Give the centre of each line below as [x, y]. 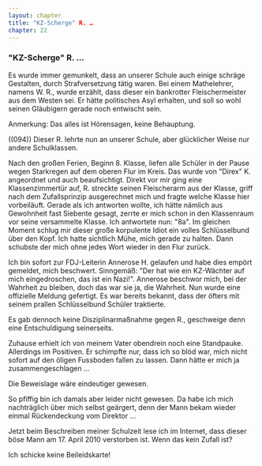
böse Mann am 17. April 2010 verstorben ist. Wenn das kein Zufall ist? [120, 439]
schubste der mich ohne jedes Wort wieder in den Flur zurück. [110, 246]
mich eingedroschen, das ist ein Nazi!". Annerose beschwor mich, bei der [127, 279]
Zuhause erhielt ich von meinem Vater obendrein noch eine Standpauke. [125, 343]
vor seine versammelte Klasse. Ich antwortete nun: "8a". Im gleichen [119, 221]
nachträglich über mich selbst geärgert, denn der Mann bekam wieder [122, 407]
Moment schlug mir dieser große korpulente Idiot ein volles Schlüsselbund [129, 230]
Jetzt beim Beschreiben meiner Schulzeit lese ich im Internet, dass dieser [127, 430]
